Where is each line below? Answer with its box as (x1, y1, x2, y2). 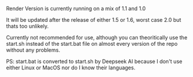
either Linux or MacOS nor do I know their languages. (6, 64, 135, 71)
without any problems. (6, 46, 61, 53)
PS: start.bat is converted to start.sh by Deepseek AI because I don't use (6, 58, 182, 65)
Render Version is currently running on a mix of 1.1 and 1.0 (6, 5, 146, 12)
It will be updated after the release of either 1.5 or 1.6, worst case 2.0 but (6, 16, 181, 23)
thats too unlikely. (6, 23, 49, 29)
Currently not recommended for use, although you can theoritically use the (6, 34, 188, 41)
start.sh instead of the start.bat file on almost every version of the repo (6, 41, 178, 47)
